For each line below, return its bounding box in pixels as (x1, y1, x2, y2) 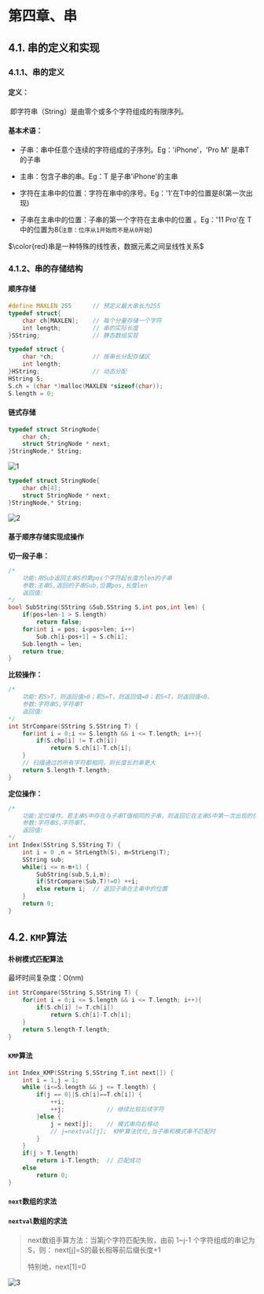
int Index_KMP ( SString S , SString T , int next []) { (8, 1069, 174, 1077)
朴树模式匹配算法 (8, 954, 64, 963)
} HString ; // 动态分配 (8, 368, 127, 376)
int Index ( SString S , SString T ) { (8, 841, 122, 849)
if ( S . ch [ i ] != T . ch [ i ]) (36, 1003, 114, 1012)
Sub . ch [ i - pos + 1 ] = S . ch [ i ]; (36, 632, 128, 640)
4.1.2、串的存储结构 (8, 263, 83, 274)
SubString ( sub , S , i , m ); (36, 870, 111, 878)
